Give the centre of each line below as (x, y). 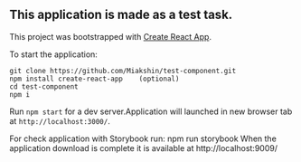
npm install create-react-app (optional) (94, 79)
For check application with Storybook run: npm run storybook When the (143, 138)
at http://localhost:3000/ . (60, 120)
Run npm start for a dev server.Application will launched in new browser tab (151, 111)
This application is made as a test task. (121, 15)
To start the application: (53, 54)
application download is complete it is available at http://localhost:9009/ (144, 148)
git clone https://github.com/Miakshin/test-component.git (123, 71)
